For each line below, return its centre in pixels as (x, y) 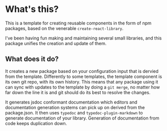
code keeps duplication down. (36, 123)
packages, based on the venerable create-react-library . (64, 28)
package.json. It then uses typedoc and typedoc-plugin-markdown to (74, 112)
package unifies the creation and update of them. (56, 43)
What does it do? (32, 59)
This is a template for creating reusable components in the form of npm (79, 23)
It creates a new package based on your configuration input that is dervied (82, 71)
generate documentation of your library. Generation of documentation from (82, 118)
